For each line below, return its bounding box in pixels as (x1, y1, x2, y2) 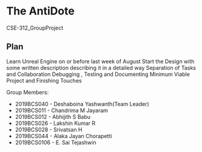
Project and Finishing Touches (6, 77, 82, 84)
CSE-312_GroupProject (6, 24, 64, 31)
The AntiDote (6, 4, 75, 18)
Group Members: (6, 89, 49, 96)
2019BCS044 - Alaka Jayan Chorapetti (15, 132, 112, 139)
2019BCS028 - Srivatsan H (15, 125, 83, 133)
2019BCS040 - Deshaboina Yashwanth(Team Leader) (15, 100, 150, 107)
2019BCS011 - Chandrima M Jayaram (15, 107, 108, 114)
